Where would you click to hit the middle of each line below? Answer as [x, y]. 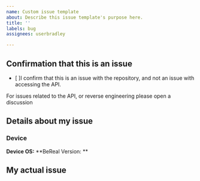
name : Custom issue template [43, 12]
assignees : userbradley [36, 34]
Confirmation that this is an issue [69, 64]
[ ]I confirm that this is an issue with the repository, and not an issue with [104, 78]
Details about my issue [50, 121]
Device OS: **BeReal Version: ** [47, 151]
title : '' [19, 23]
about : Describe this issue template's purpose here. [75, 17]
